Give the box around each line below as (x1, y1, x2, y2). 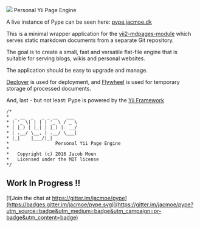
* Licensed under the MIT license (6, 156, 99, 162)
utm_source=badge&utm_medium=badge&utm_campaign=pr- (6, 207, 162, 214)
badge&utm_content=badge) (6, 214, 78, 221)
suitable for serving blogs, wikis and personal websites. (6, 55, 146, 62)
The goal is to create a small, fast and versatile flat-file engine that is (6, 49, 178, 55)
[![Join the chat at (6, 194, 51, 201)
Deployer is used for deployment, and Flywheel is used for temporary (6, 79, 181, 85)
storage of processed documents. (6, 85, 91, 92)
